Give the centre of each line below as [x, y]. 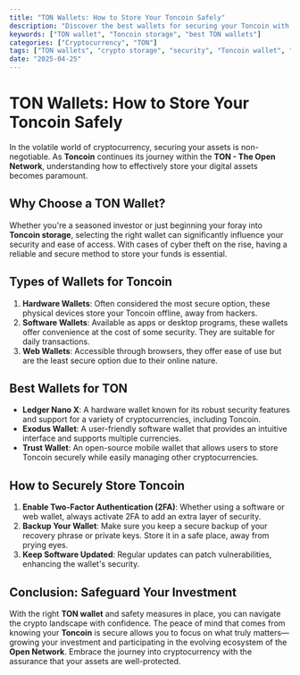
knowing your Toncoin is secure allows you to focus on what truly [130, 633]
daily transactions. [56, 342]
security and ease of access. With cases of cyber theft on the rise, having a [148, 244]
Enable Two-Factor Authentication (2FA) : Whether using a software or [153, 507]
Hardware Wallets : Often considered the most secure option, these [146, 303]
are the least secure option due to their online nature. [120, 360]
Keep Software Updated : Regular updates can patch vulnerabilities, [147, 554]
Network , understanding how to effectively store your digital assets [133, 165]
